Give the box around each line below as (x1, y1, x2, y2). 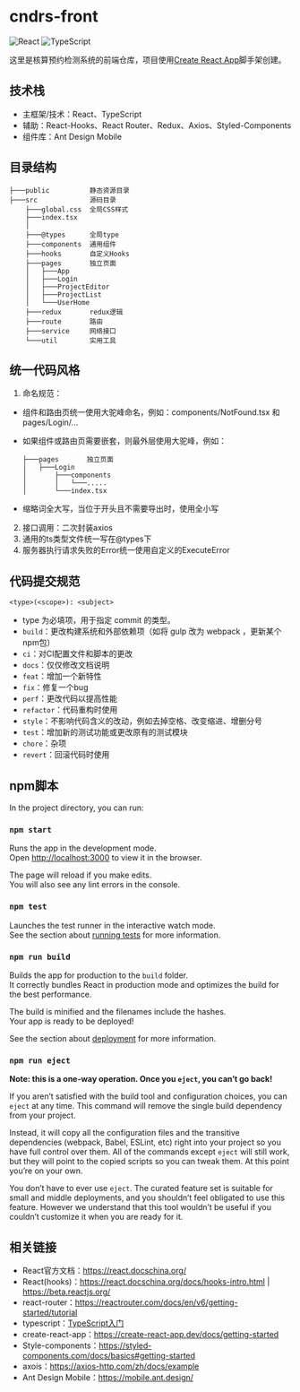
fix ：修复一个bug (21, 682, 89, 693)
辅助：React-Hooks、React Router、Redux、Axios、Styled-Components (21, 119, 292, 131)
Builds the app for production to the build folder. (9, 970, 189, 981)
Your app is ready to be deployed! (9, 1016, 134, 1026)
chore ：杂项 (21, 738, 67, 749)
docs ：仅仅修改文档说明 (21, 660, 110, 670)
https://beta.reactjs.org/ (21, 1286, 111, 1297)
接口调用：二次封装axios (21, 523, 114, 533)
